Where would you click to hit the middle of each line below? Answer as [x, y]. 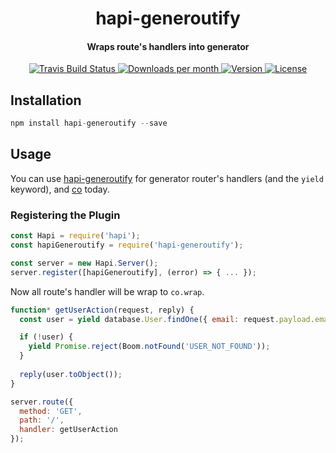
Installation [46, 100]
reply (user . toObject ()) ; [71, 374]
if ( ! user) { [46, 337]
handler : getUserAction [68, 430]
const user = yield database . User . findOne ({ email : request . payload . [167, 319]
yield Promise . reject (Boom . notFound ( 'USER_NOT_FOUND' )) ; [149, 347]
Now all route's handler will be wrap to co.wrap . [107, 291]
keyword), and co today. [60, 189]
